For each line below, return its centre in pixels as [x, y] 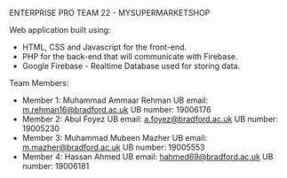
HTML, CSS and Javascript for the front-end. [104, 47]
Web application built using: [60, 30]
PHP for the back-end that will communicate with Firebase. [130, 56]
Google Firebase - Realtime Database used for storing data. [131, 66]
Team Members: [39, 83]
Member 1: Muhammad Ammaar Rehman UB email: [115, 100]
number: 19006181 [56, 166]
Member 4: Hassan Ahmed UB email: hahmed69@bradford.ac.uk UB [147, 157]
